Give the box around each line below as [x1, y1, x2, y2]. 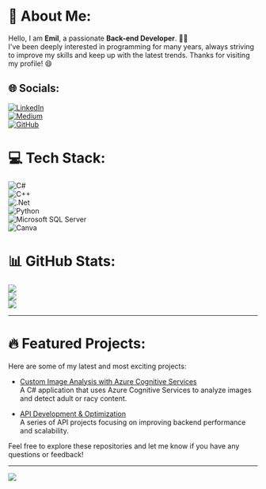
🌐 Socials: [8, 82, 60, 95]
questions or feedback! [8, 449, 84, 459]
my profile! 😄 [8, 59, 53, 68]
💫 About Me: [8, 7, 92, 25]
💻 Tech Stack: [8, 148, 106, 167]
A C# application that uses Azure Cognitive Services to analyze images [19, 385, 252, 395]
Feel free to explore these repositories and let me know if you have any [8, 441, 240, 451]
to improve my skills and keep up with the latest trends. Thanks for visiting [8, 50, 250, 60]
